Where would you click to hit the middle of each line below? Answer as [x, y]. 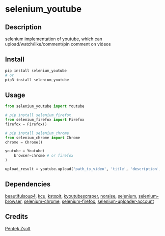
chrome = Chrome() [24, 142]
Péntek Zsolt [18, 228]
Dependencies [28, 184]
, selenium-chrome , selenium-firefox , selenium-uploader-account [88, 201]
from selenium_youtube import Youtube [45, 106]
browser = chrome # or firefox [44, 156]
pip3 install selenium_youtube [37, 80]
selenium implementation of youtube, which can [54, 39]
